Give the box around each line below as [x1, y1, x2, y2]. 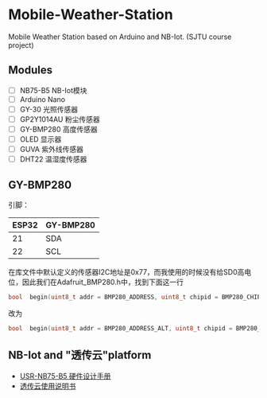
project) [8, 40, 34, 49]
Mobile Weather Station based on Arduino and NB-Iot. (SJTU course [8, 32, 232, 41]
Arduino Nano [19, 94, 66, 104]
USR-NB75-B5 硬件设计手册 [19, 371, 111, 380]
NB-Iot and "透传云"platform [8, 349, 152, 362]
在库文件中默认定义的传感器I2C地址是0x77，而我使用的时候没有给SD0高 [8, 267, 245, 277]
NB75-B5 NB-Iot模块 [19, 85, 87, 95]
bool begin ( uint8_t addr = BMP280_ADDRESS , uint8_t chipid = [8, 293, 219, 302]
